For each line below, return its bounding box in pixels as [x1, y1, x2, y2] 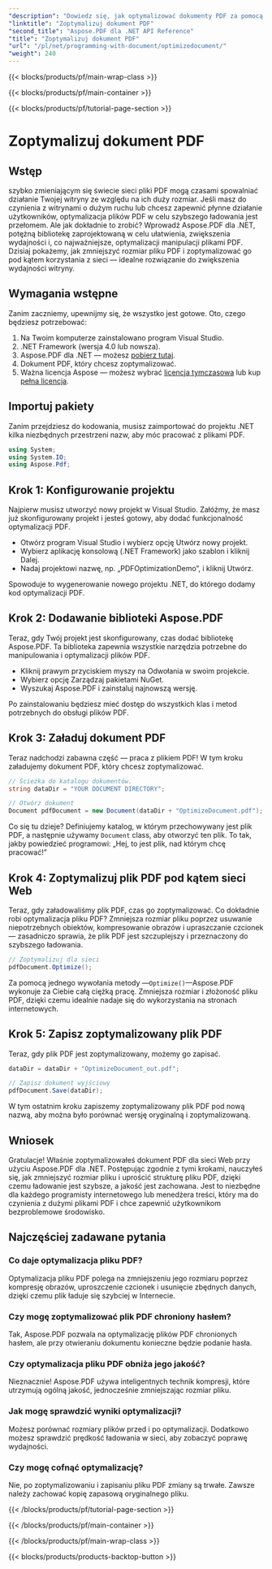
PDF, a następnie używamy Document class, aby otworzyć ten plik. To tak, [8, 830, 252, 840]
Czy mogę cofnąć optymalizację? [8, 1462, 144, 1473]
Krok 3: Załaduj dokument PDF [8, 731, 166, 745]
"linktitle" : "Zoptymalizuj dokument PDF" [8, 20, 154, 28]
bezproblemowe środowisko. [8, 1207, 106, 1216]
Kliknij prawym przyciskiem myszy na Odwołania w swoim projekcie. [19, 665, 250, 675]
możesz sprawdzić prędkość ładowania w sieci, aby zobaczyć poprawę [8, 1432, 248, 1442]
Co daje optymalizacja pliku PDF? [8, 1255, 143, 1266]
